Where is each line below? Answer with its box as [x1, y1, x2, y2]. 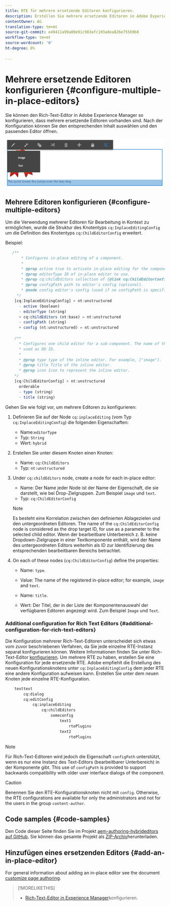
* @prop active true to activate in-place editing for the [21, 266, 148, 271]
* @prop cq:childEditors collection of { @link [21, 277, 121, 282]
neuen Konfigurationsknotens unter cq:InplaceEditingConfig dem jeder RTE [5, 665, 164, 671]
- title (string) [18, 395, 56, 400]
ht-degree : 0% [5, 46, 35, 51]
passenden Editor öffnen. [5, 128, 58, 134]
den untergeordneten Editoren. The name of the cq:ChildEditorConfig [12, 521, 159, 527]
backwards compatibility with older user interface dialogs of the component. [5, 769, 165, 775]
